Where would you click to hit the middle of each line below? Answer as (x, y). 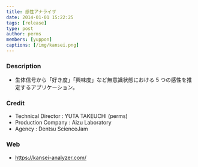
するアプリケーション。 (49, 87)
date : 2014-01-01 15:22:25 (40, 17)
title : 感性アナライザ (31, 12)
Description (24, 66)
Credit (16, 104)
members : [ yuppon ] (29, 40)
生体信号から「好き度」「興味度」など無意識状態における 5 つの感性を (101, 80)
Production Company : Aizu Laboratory (63, 123)
